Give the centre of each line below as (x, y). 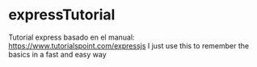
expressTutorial (62, 15)
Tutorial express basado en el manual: (72, 37)
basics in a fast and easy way (57, 54)
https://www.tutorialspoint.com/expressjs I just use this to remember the (128, 45)
